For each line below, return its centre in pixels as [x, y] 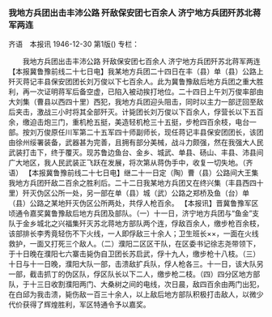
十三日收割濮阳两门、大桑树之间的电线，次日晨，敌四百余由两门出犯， [147, 285]
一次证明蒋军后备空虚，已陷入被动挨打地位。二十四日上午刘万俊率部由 [147, 92]
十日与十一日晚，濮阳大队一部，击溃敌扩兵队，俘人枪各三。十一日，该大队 [132, 264]
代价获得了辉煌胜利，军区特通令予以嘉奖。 [79, 305]
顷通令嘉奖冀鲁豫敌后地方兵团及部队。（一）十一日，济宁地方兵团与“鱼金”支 [134, 213]
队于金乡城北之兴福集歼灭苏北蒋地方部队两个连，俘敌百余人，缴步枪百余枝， [136, 224]
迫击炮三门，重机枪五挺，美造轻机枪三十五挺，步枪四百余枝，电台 [139, 122]
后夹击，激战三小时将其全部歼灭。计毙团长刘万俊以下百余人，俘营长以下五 [132, 112]
